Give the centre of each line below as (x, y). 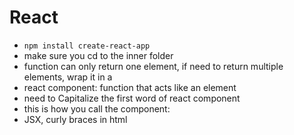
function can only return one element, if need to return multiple (153, 66)
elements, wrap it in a (68, 77)
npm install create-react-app (87, 46)
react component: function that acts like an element (130, 87)
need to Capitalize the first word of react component (132, 98)
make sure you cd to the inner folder (98, 55)
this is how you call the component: (97, 108)
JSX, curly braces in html (75, 119)
